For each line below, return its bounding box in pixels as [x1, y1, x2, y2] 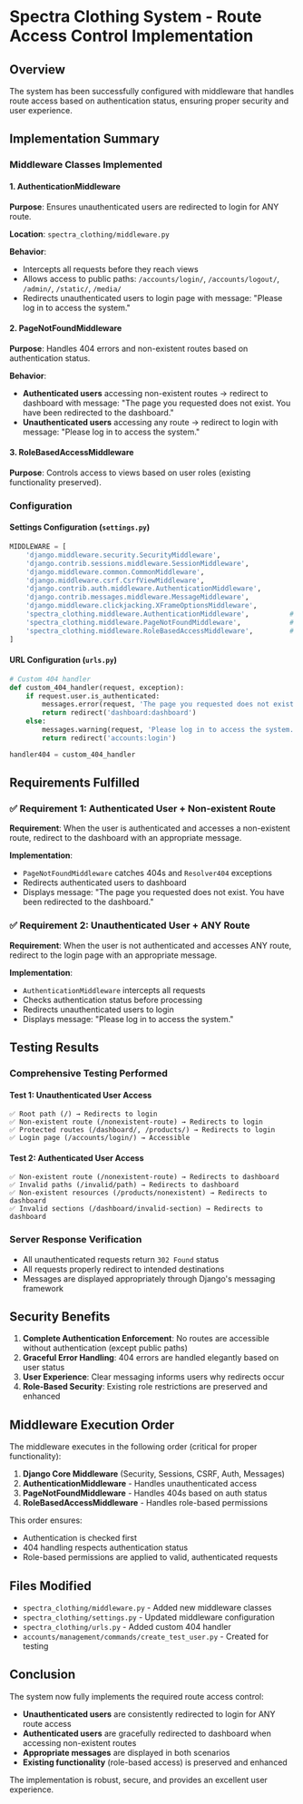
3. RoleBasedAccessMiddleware [9, 447, 134, 458]
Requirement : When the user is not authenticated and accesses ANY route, [9, 940, 292, 951]
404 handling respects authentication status [22, 1542, 189, 1553]
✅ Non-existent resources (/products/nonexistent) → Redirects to [9, 1188, 268, 1198]
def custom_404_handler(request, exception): [9, 683, 184, 692]
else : [25, 717, 47, 726]
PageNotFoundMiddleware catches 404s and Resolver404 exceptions [22, 868, 272, 879]
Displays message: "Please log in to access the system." [22, 1013, 234, 1024]
